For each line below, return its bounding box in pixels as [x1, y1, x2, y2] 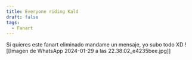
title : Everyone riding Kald [6, 8, 79, 15]
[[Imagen [6, 48, 29, 55]
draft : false [6, 14, 39, 20]
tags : [6, 19, 20, 25]
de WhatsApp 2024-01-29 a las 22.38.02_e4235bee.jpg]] [29, 48, 171, 55]
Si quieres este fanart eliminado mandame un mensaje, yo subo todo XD [6, 41, 184, 48]
